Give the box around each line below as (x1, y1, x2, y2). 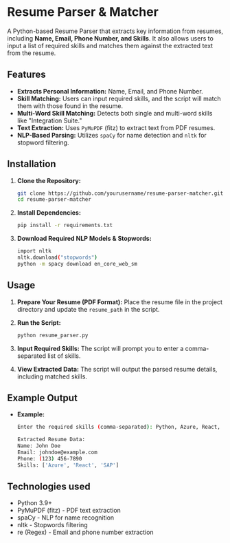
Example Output (7, 392, 78, 403)
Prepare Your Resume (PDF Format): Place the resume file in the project (16, 297, 223, 306)
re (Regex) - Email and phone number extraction (16, 528, 154, 537)
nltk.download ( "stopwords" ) (16, 254, 97, 262)
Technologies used (7, 480, 91, 492)
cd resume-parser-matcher (16, 196, 91, 203)
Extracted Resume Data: (16, 436, 86, 443)
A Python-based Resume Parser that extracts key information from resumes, (7, 27, 224, 35)
